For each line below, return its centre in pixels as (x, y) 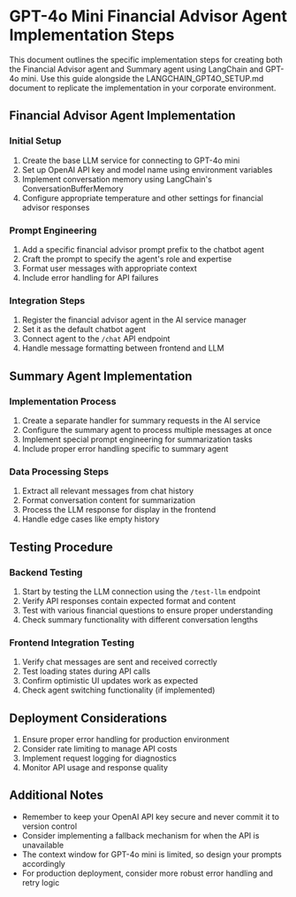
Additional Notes (57, 796)
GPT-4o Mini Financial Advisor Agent (148, 16)
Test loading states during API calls (86, 671)
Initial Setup (35, 141)
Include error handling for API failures (90, 277)
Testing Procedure (61, 547)
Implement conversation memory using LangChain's (117, 179)
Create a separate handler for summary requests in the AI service (141, 420)
